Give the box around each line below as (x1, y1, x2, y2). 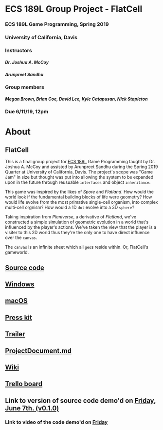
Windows (5, 280, 35, 289)
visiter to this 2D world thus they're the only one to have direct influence (5, 230, 150, 236)
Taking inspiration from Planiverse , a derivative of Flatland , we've (5, 214, 137, 220)
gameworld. (5, 249, 29, 255)
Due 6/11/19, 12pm (5, 108, 49, 115)
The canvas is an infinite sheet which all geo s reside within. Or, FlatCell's (5, 244, 148, 250)
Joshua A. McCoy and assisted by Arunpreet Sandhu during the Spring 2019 (5, 164, 158, 170)
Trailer (5, 330, 25, 338)
